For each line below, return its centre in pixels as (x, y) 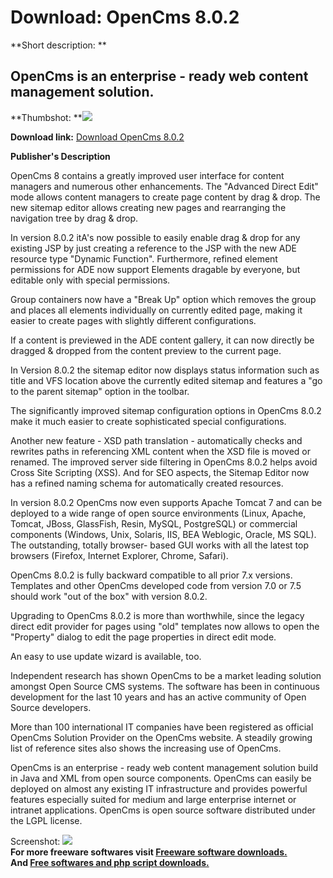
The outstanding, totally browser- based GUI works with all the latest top (159, 545)
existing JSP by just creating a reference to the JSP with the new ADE (153, 248)
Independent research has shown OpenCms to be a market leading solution (166, 675)
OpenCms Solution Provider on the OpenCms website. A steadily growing (161, 737)
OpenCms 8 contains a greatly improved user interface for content (147, 175)
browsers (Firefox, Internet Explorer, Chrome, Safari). (119, 555)
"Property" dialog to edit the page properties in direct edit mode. (143, 637)
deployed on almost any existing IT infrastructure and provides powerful (159, 788)
